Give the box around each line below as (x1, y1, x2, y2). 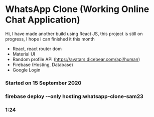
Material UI (12, 51, 36, 57)
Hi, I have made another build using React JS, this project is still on (5, 30, 143, 36)
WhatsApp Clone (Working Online (5, 3, 149, 15)
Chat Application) (5, 14, 80, 25)
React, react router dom (12, 45, 62, 51)
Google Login (12, 66, 41, 73)
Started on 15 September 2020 (5, 79, 82, 86)
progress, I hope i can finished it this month (5, 36, 95, 42)
